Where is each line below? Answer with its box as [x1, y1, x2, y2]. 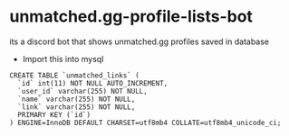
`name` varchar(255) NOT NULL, [17, 95, 136, 104]
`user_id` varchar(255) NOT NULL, [17, 86, 148, 95]
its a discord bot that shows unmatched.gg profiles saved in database [9, 36, 270, 47]
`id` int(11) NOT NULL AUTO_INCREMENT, [17, 78, 169, 87]
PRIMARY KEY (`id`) [17, 110, 92, 119]
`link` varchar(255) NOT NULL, [17, 102, 136, 112]
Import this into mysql [22, 53, 104, 64]
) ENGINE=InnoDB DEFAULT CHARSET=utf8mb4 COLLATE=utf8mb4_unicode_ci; [9, 118, 282, 127]
